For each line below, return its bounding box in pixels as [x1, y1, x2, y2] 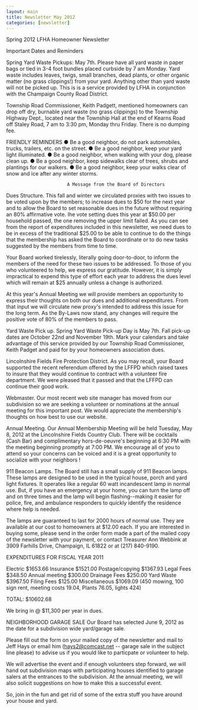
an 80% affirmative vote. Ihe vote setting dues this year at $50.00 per [6, 211, 176, 218]
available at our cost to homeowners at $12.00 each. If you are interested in [6, 523, 190, 531]
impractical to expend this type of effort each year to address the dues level [6, 273, 191, 280]
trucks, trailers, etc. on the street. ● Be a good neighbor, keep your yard [6, 145, 182, 152]
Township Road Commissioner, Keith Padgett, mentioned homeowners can [6, 102, 188, 109]
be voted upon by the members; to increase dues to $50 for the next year [6, 198, 185, 205]
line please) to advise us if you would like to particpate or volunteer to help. [6, 649, 189, 656]
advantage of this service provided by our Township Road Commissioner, [6, 340, 185, 347]
